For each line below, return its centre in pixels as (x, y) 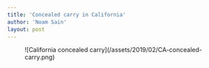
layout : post (26, 29)
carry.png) (40, 57)
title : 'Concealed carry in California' (67, 15)
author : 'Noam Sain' (37, 22)
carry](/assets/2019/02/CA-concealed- (146, 50)
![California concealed (56, 50)
